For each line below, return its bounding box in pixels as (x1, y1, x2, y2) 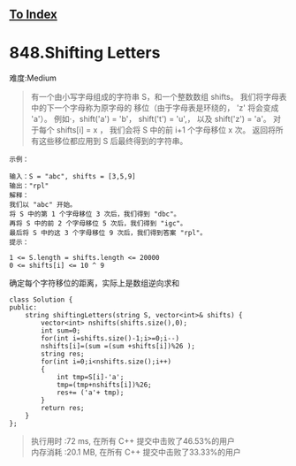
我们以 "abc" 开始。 (9, 201, 77, 210)
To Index (9, 7, 57, 22)
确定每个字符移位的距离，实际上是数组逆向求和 (9, 278, 179, 288)
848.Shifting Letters (9, 42, 161, 63)
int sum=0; (41, 326, 81, 335)
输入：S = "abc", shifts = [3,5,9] (9, 172, 136, 181)
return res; (41, 404, 86, 413)
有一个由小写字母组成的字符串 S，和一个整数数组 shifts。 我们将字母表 (30, 92, 287, 103)
